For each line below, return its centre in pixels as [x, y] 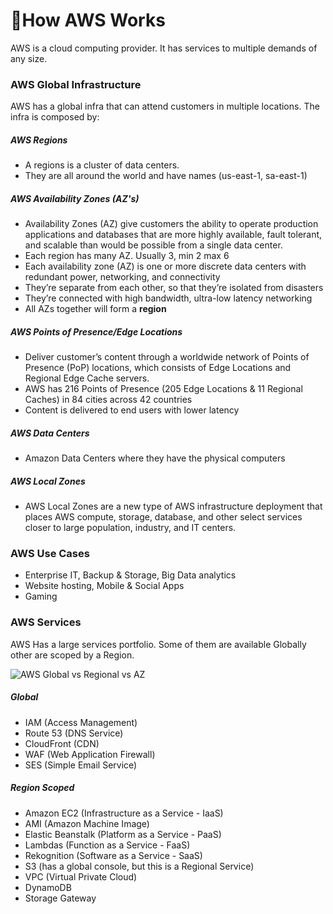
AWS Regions [39, 140]
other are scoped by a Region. [72, 655]
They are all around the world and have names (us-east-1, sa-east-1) [166, 176]
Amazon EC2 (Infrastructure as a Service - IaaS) [124, 813]
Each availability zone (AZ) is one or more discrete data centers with [165, 266]
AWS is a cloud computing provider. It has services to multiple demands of [164, 48]
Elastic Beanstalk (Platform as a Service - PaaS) [123, 834]
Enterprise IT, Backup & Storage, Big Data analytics [130, 575]
